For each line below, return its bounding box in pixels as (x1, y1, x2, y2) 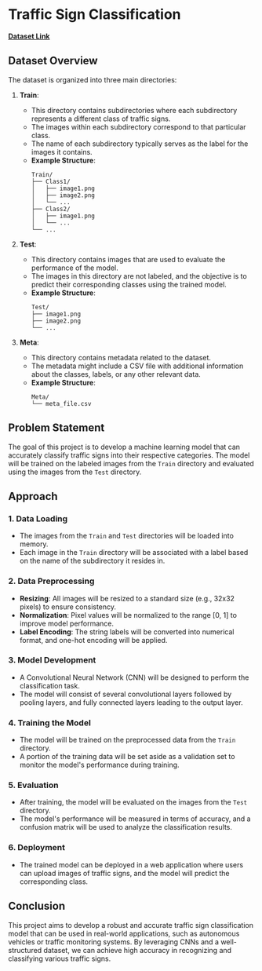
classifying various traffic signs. (8, 954, 111, 963)
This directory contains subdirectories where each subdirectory (31, 105, 238, 115)
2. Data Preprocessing (8, 575, 95, 586)
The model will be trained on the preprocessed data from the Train (19, 736, 236, 745)
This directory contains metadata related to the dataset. (31, 352, 212, 362)
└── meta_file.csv (31, 400, 92, 407)
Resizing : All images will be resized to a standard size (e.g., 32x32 (19, 593, 235, 603)
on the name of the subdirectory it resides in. (19, 556, 166, 566)
